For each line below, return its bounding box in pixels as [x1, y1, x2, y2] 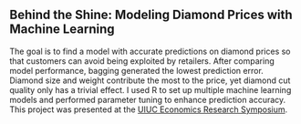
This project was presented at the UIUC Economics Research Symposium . [9, 104, 288, 115]
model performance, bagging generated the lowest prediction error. [9, 65, 265, 76]
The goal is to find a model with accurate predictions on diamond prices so [9, 46, 291, 57]
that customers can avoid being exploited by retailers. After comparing [9, 55, 275, 67]
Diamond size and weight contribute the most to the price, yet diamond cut [9, 75, 291, 86]
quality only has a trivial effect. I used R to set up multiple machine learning [9, 84, 292, 95]
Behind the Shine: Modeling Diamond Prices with [9, 7, 294, 23]
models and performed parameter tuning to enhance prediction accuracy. [9, 94, 286, 105]
